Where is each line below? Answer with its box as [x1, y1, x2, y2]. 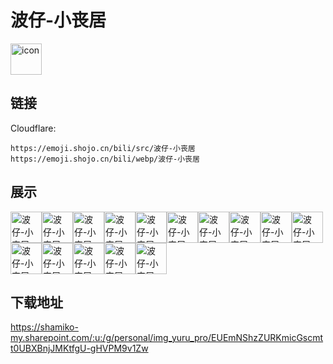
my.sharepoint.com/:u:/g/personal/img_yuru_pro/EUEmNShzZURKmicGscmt [10, 332, 324, 344]
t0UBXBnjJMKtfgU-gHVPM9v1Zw [10, 342, 149, 355]
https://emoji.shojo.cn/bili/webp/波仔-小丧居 [10, 154, 200, 164]
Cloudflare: [10, 122, 57, 134]
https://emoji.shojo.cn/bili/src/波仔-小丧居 [10, 143, 196, 153]
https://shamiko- [10, 321, 79, 333]
